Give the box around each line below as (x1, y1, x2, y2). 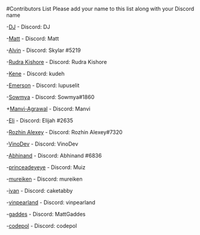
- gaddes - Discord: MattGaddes (6, 211, 86, 217)
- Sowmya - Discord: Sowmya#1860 (6, 94, 95, 100)
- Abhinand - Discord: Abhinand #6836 (6, 152, 102, 159)
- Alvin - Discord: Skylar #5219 (6, 47, 81, 54)
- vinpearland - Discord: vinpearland (6, 199, 95, 206)
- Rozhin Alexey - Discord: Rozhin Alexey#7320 (6, 129, 123, 135)
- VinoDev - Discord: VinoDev (6, 140, 79, 147)
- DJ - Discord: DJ (6, 24, 50, 30)
